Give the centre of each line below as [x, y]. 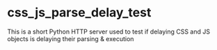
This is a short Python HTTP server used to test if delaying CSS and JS [109, 32]
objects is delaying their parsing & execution [71, 38]
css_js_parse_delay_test [79, 13]
